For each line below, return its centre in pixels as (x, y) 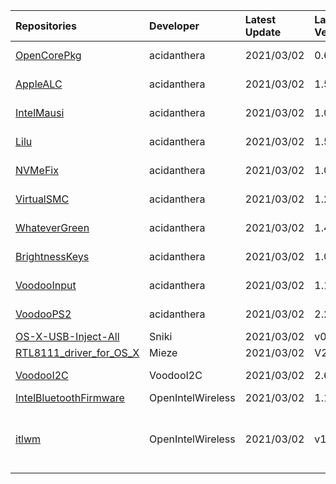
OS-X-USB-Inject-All (67, 336)
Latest (260, 19)
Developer (174, 26)
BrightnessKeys (52, 256)
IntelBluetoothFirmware (70, 397)
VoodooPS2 (43, 314)
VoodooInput (46, 285)
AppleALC (39, 84)
